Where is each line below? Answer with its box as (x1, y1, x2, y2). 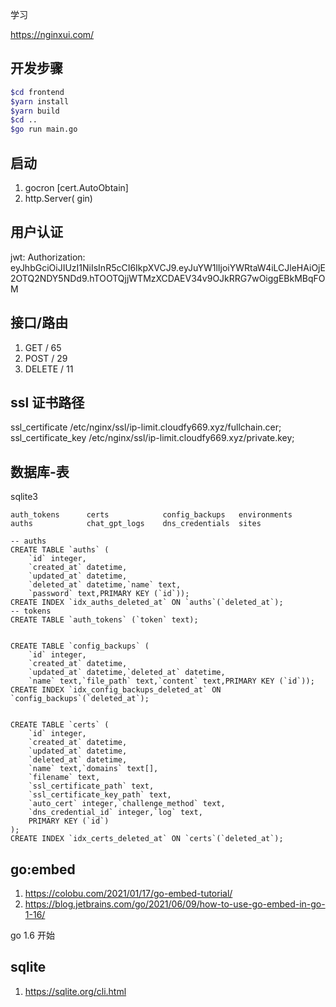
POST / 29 (24, 352, 68, 364)
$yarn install (10, 96, 70, 107)
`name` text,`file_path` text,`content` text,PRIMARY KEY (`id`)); (28, 676, 315, 687)
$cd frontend (10, 87, 65, 97)
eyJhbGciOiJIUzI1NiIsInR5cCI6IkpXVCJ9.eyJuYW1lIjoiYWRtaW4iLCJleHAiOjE (10, 261, 326, 273)
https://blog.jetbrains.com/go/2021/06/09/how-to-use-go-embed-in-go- (24, 898, 326, 910)
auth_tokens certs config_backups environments (10, 510, 293, 520)
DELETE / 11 (24, 363, 74, 375)
